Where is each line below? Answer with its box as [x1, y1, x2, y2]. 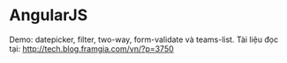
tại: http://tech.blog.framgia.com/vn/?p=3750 [9, 43, 174, 53]
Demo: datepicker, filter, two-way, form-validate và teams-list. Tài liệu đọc [9, 34, 279, 45]
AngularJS [9, 5, 88, 25]
